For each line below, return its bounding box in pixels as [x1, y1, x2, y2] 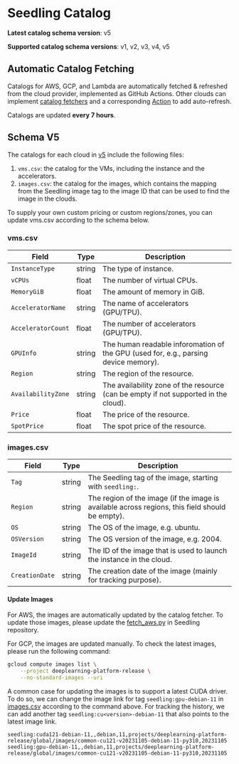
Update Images [7, 595, 53, 603]
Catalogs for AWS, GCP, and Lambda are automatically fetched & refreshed [7, 82, 228, 90]
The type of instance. [102, 263, 174, 273]
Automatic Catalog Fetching [7, 63, 134, 75]
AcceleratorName [11, 304, 66, 312]
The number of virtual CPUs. [102, 275, 198, 285]
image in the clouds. [17, 194, 78, 203]
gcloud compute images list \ [7, 661, 97, 668]
